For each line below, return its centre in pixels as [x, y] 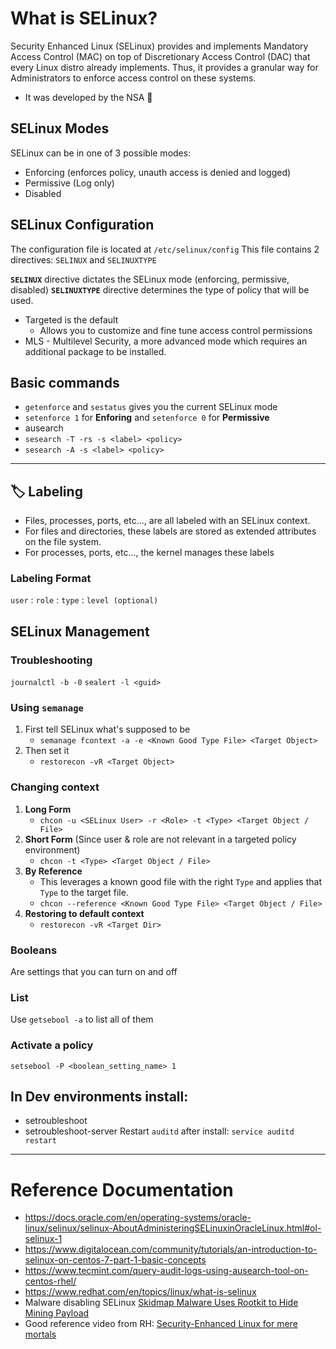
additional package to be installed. [95, 351]
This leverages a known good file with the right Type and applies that [180, 881]
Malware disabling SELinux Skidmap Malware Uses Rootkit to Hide [161, 1303]
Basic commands [65, 382]
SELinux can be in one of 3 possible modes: [101, 153]
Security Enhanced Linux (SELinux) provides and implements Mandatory [159, 46]
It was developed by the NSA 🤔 [88, 97]
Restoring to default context [84, 913]
